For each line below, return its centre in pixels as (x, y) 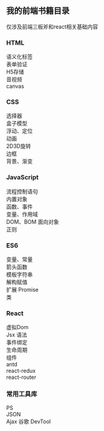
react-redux (21, 371)
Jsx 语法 (17, 335)
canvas (15, 86)
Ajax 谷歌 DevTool (29, 421)
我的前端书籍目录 (38, 11)
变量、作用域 (22, 214)
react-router (21, 377)
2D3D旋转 (19, 146)
